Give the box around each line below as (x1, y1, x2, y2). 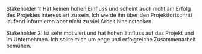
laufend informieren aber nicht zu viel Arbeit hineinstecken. (6, 18, 154, 25)
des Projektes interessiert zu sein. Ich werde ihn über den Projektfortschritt (6, 11, 193, 19)
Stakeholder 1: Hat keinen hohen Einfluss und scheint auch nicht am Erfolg (6, 5, 191, 12)
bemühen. (6, 42, 32, 49)
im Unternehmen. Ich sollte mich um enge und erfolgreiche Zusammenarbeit (6, 36, 196, 43)
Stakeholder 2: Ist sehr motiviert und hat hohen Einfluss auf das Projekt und (6, 29, 194, 37)
